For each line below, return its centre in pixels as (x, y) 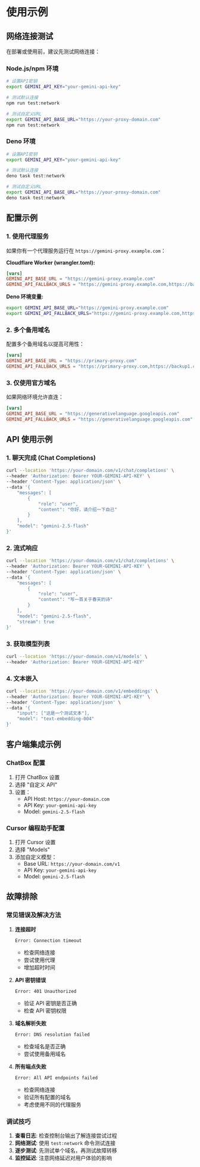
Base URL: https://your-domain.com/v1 (72, 864)
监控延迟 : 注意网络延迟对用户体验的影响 (63, 1158)
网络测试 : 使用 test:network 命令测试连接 (65, 1143)
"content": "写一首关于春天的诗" (75, 600)
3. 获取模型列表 (28, 644)
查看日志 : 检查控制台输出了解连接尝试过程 (66, 1136)
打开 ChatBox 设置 (37, 777)
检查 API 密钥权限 (45, 1010)
